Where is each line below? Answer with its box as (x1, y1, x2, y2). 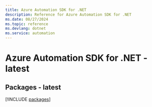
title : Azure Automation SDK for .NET (5, 7, 87, 13)
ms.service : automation (5, 31, 55, 36)
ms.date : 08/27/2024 (5, 17, 49, 22)
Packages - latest (5, 83, 61, 91)
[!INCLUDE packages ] (5, 96, 51, 102)
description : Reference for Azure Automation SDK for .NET (5, 12, 132, 17)
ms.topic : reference (5, 21, 49, 27)
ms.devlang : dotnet (5, 26, 46, 31)
